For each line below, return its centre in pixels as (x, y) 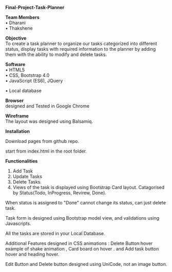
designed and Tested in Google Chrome (47, 106)
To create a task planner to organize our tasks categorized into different (81, 44)
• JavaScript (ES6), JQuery (34, 81)
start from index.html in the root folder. (46, 151)
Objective (16, 38)
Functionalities (22, 161)
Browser (15, 100)
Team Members (22, 17)
